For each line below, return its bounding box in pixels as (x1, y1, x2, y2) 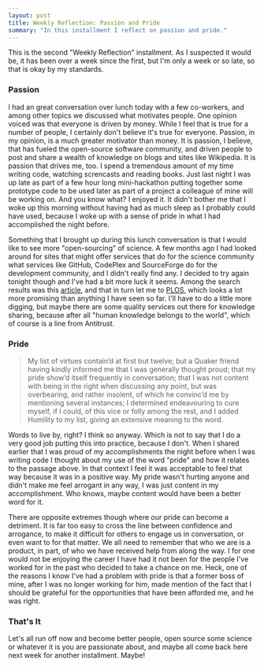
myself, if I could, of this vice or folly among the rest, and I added (27, 406, 239, 416)
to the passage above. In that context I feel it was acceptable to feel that (8, 463, 243, 473)
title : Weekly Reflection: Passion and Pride (8, 19, 160, 27)
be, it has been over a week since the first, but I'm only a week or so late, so (8, 56, 255, 65)
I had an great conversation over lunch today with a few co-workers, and (8, 102, 244, 111)
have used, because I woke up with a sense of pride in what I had (8, 211, 221, 221)
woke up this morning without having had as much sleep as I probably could (8, 203, 256, 212)
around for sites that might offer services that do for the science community (8, 252, 255, 261)
